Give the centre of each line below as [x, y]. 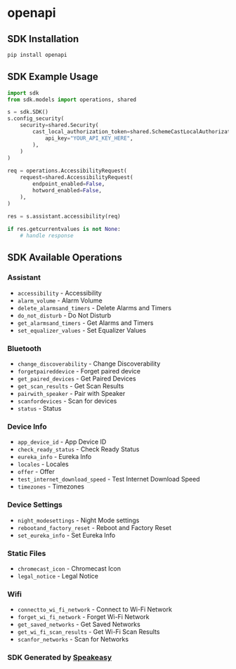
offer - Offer [36, 472]
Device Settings [35, 505]
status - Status [39, 409]
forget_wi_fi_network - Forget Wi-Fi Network [83, 617]
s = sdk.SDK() [28, 112]
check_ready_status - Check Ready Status [78, 449]
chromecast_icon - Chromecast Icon [69, 568]
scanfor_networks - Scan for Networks [73, 640]
